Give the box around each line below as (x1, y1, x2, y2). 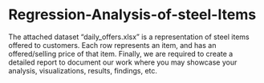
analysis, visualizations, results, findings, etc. (8, 65, 158, 75)
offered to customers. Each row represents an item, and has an (8, 40, 217, 49)
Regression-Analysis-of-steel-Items (8, 6, 257, 24)
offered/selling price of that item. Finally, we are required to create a (8, 49, 234, 58)
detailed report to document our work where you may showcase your (8, 57, 238, 67)
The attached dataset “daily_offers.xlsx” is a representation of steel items (8, 32, 250, 41)
